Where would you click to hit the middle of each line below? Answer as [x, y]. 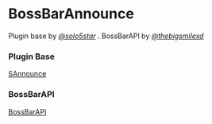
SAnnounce [27, 74]
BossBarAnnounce [71, 14]
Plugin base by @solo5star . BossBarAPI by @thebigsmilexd [106, 36]
